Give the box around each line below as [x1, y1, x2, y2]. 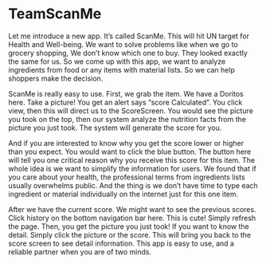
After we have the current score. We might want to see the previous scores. [8, 204, 256, 214]
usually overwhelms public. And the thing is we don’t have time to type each [8, 180, 259, 190]
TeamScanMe [8, 5, 102, 23]
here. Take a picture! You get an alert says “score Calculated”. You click [8, 97, 243, 107]
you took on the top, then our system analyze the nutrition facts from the [8, 114, 247, 124]
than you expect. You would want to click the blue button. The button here [8, 147, 252, 156]
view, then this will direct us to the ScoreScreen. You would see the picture [8, 105, 253, 116]
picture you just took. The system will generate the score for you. [8, 123, 222, 132]
